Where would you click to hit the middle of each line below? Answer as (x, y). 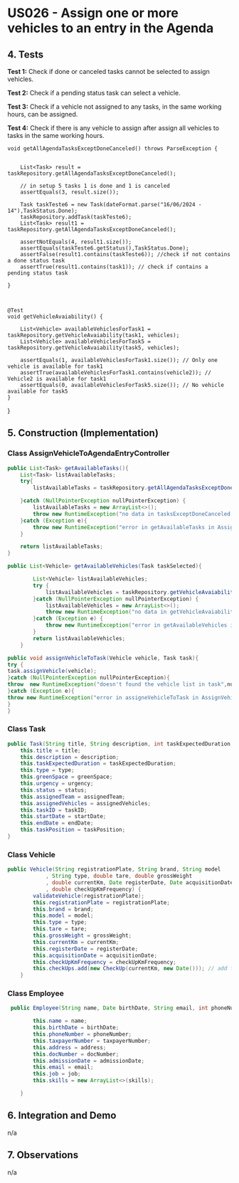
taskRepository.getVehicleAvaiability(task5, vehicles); (94, 348)
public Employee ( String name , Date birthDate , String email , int (109, 1008)
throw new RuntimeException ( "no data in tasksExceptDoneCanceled (132, 514)
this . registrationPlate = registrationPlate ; (102, 902)
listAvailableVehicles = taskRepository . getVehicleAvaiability (141, 592)
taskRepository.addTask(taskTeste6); (76, 217)
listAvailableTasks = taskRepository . (90, 488)
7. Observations (43, 1155)
